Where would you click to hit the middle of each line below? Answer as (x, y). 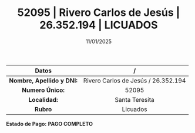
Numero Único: (43, 90)
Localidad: (43, 99)
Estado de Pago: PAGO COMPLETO (49, 124)
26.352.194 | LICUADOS (99, 25)
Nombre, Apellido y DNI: (43, 81)
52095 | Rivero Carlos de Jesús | (99, 13)
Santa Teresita (135, 99)
